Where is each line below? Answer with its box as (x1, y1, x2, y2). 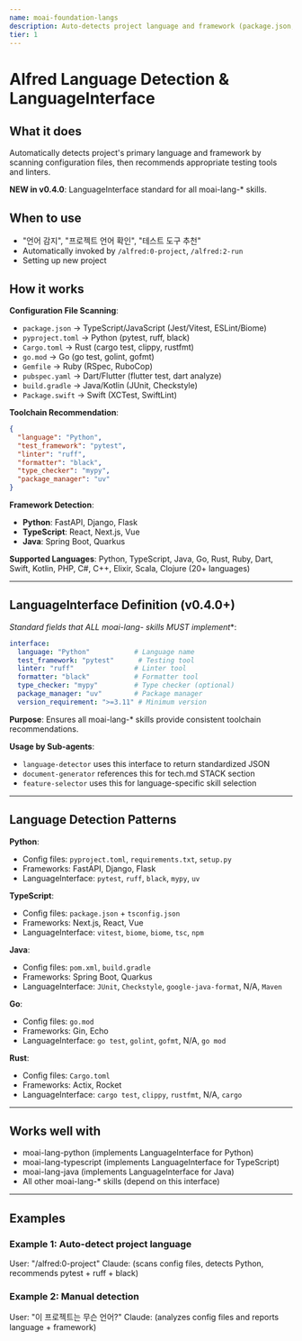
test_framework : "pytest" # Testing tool (17, 655, 195, 665)
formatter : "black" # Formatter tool (17, 672, 200, 681)
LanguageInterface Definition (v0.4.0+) (9, 598, 235, 613)
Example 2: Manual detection (9, 1291, 139, 1303)
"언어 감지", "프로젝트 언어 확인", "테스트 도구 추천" (22, 235, 201, 246)
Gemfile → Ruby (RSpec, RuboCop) (22, 361, 153, 371)
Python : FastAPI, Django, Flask (22, 517, 138, 527)
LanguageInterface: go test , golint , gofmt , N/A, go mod (22, 1035, 226, 1045)
